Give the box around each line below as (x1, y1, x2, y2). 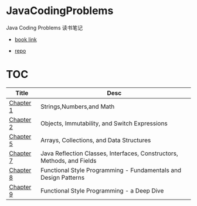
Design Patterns (40, 173, 85, 181)
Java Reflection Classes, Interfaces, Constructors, (40, 149, 178, 157)
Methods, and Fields (40, 156, 97, 164)
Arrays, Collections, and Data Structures (40, 136, 151, 144)
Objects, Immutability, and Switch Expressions (40, 119, 168, 127)
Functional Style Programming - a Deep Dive (40, 186, 164, 194)
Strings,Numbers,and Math (40, 102, 115, 111)
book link (14, 36, 37, 43)
